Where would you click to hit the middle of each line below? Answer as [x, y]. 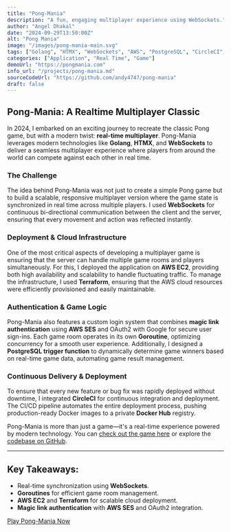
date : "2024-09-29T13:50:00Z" [51, 33]
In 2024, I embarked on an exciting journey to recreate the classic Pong [108, 129]
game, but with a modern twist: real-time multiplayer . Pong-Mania [102, 136]
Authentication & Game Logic [57, 307]
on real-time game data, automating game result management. [96, 358]
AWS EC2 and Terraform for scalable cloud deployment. [97, 500]
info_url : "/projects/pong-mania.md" [61, 71]
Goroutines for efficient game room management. [88, 493]
